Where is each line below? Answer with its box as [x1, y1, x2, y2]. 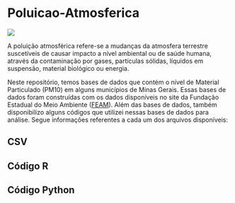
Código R [7, 160, 49, 172]
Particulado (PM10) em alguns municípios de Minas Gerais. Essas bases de [7, 85, 227, 93]
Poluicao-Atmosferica [7, 5, 140, 21]
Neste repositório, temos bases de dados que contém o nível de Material [7, 78, 219, 86]
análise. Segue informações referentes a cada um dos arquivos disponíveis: [7, 115, 229, 124]
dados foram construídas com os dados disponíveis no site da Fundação [7, 93, 219, 101]
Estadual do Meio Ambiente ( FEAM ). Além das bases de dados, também [7, 100, 217, 109]
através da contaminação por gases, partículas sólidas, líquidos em [7, 57, 204, 65]
